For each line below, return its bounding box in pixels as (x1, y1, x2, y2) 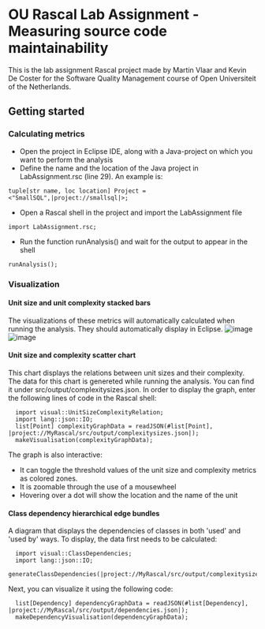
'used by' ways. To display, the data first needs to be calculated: (8, 534, 218, 544)
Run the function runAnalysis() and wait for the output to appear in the (19, 237, 248, 246)
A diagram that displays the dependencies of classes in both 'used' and (8, 526, 241, 536)
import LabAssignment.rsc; (8, 223, 97, 230)
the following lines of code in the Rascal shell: (8, 393, 157, 402)
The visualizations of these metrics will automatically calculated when (8, 316, 235, 325)
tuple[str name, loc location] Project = (8, 187, 147, 195)
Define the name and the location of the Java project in (19, 163, 199, 173)
